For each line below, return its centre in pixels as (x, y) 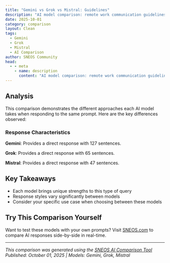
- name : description (36, 71)
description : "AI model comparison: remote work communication (73, 15)
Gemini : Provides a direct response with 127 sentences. (63, 143)
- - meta (19, 66)
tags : (11, 33)
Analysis (19, 96)
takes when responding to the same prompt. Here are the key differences (82, 114)
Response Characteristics (38, 132)
